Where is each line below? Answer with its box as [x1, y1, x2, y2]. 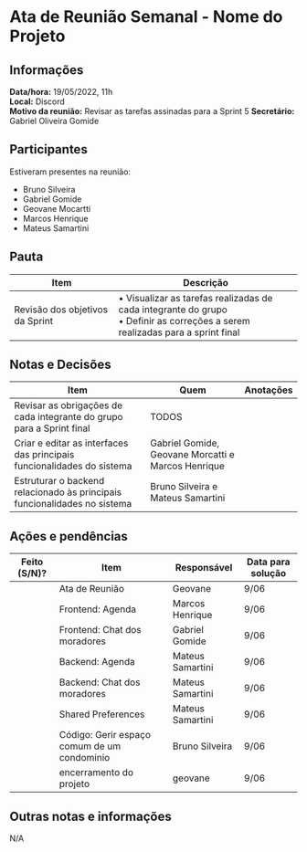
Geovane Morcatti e [150, 448, 235, 461]
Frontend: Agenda [58, 603, 137, 615]
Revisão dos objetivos [14, 303, 108, 316]
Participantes [9, 142, 89, 157]
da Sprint [14, 314, 53, 327]
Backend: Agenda [58, 656, 135, 668]
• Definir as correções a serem [118, 314, 251, 327]
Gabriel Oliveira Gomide [9, 116, 100, 126]
